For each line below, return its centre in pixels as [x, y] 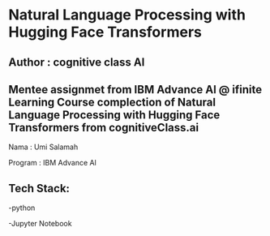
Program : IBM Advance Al [53, 163]
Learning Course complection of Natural [112, 102]
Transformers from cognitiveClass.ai [104, 127]
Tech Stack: [39, 188]
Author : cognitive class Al [77, 62]
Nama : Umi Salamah [43, 147]
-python [22, 208]
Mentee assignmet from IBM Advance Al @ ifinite [135, 90]
